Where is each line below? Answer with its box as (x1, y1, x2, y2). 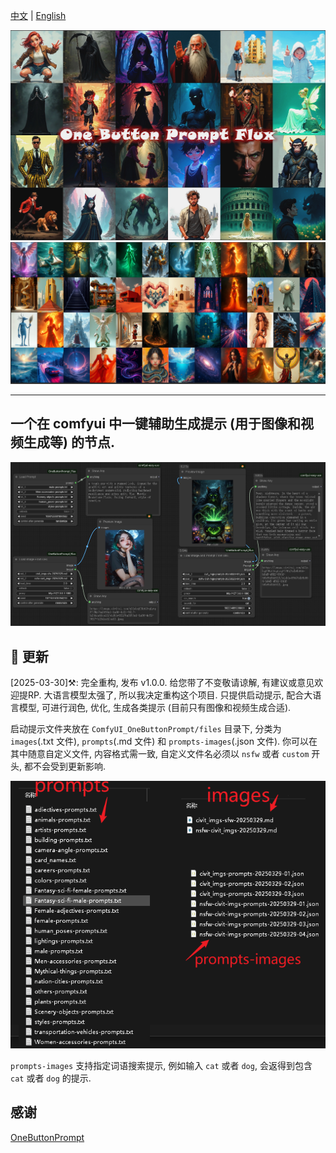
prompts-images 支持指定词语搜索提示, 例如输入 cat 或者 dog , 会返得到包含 (10, 1059, 313, 1071)
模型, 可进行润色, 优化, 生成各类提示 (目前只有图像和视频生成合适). (18, 701, 292, 713)
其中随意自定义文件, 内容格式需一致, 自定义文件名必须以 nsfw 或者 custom (10, 747, 310, 759)
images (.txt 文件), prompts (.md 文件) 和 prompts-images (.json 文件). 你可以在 (10, 735, 318, 747)
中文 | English (10, 10, 67, 21)
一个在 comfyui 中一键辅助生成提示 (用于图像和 (10, 415, 301, 433)
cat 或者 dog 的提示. (10, 1072, 92, 1084)
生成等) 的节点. (23, 434, 115, 451)
